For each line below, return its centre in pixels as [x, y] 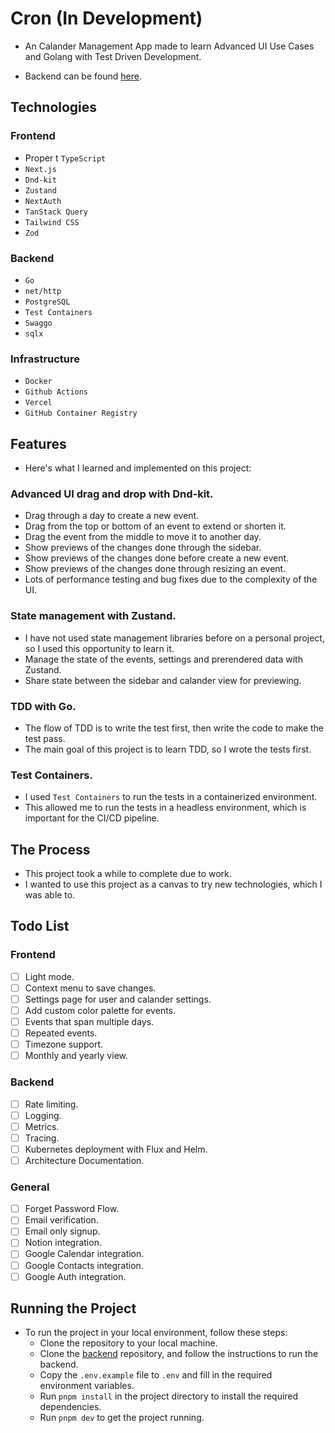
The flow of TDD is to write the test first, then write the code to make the [174, 728]
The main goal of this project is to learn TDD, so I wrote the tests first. [168, 749]
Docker [38, 382]
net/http [43, 291]
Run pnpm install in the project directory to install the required [169, 1396]
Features [38, 443]
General [30, 1187]
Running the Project [73, 1308]
